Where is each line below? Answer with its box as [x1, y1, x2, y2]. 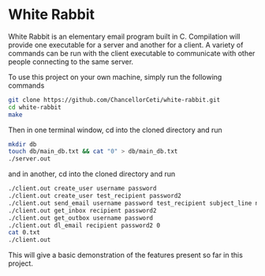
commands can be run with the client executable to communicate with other [8, 48, 256, 58]
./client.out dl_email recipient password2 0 [8, 221, 160, 229]
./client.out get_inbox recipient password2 [8, 206, 157, 214]
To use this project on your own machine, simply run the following [8, 72, 222, 81]
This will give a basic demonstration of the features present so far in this [8, 251, 243, 260]
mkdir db [8, 140, 37, 148]
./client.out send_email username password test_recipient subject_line [8, 199, 252, 207]
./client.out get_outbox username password [8, 214, 154, 222]
